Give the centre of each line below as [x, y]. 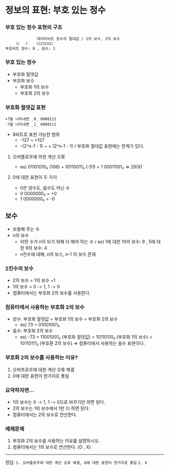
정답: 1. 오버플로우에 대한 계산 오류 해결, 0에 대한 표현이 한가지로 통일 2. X [76, 462]
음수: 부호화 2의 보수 [33, 331]
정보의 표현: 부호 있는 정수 [56, 10]
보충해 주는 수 [26, 229]
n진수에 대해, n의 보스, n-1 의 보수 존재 [58, 254]
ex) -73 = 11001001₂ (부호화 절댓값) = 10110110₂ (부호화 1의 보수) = [86, 337]
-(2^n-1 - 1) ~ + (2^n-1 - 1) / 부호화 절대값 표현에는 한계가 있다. [82, 146]
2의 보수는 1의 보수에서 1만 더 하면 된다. [51, 409]
